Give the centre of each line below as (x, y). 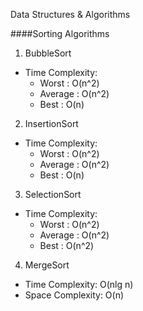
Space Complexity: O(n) (74, 295)
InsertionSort (51, 123)
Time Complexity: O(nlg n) (79, 284)
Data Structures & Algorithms (70, 14)
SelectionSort (53, 194)
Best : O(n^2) (67, 245)
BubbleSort (48, 53)
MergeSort (47, 265)
